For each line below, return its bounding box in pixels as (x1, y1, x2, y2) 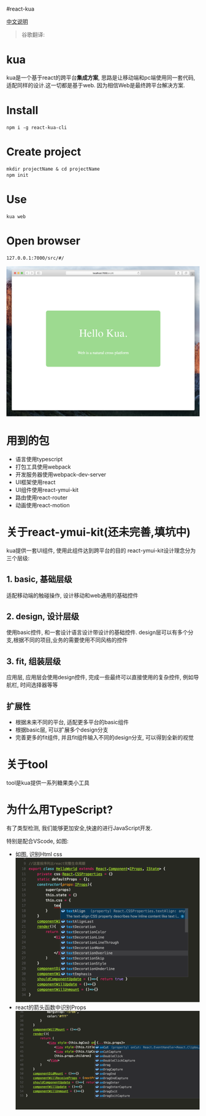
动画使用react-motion (15, 501, 71, 509)
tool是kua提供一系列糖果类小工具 (6, 779, 90, 787)
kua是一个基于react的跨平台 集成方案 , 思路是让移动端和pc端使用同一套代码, (6, 74, 196, 81)
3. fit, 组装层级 (6, 656, 61, 666)
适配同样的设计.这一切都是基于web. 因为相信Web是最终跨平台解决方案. (6, 81, 185, 88)
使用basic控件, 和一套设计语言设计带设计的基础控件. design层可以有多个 (6, 629, 188, 636)
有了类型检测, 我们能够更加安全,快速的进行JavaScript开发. (6, 824, 153, 832)
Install (6, 104, 39, 117)
